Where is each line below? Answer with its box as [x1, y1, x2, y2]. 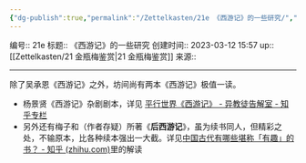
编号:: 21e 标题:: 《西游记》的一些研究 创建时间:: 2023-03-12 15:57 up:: [9, 39, 275, 50]
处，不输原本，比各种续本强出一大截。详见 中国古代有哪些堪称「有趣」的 [22, 132, 294, 143]
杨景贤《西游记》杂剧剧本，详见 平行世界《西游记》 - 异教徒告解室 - [22, 97, 280, 109]
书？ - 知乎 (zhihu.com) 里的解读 [22, 143, 143, 155]
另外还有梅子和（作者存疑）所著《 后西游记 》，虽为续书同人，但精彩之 [22, 120, 282, 132]
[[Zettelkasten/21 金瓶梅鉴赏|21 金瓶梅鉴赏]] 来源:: [9, 51, 197, 62]
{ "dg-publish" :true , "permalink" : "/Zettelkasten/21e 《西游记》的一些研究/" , [9, 13, 294, 23]
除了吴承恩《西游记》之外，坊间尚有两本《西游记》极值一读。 [9, 78, 241, 89]
